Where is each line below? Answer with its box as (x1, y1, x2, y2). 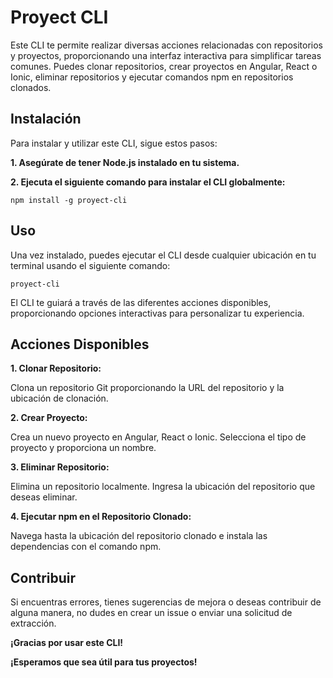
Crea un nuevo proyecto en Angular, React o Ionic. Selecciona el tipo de (10, 431, 307, 443)
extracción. (10, 617, 57, 630)
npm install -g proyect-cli (10, 195, 128, 205)
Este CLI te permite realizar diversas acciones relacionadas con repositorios (10, 39, 324, 51)
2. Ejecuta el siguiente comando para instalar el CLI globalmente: (10, 176, 286, 188)
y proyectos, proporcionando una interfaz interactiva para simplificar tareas (10, 49, 322, 61)
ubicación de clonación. (10, 392, 109, 405)
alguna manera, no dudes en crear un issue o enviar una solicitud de (10, 607, 293, 619)
